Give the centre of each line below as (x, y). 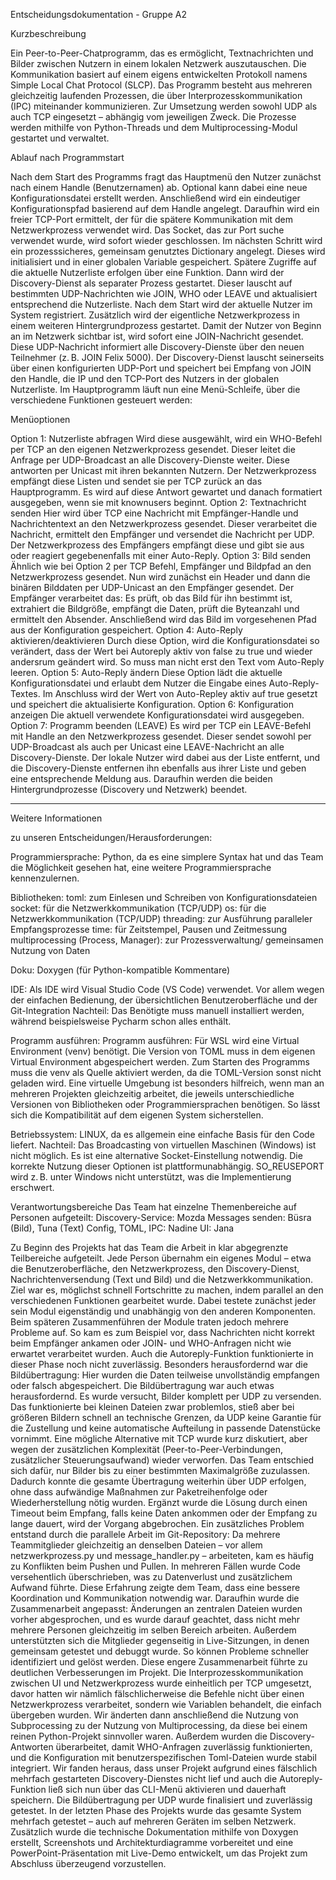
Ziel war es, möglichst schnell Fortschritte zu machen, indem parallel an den (167, 1290)
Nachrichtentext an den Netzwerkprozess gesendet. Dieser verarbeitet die (164, 523)
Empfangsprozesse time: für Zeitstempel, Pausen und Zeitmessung (149, 929)
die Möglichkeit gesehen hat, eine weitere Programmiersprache (141, 867)
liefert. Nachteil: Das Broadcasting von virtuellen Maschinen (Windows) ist (163, 1145)
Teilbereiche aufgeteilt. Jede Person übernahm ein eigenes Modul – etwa (161, 1258)
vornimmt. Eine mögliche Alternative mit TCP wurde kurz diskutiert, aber (159, 1438)
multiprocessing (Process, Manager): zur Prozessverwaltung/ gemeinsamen (167, 940)
